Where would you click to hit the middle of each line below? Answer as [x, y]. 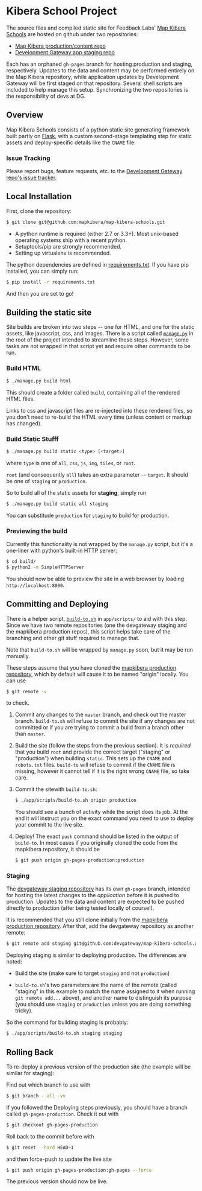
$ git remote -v [26, 691]
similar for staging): [30, 1073]
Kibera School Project [62, 11]
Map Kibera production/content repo [60, 46]
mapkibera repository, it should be [57, 850]
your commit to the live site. [49, 825]
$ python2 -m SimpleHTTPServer [45, 567]
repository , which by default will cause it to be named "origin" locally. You [97, 674]
